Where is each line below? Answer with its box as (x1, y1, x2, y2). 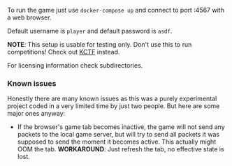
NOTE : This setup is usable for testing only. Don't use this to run (7, 40, 192, 48)
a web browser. (7, 13, 52, 22)
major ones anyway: (7, 110, 66, 118)
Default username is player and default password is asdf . (7, 27, 173, 35)
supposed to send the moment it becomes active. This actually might (17, 137, 217, 146)
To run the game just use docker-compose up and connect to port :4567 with (7, 6, 225, 14)
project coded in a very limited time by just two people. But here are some (7, 102, 220, 110)
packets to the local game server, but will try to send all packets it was (17, 130, 220, 139)
